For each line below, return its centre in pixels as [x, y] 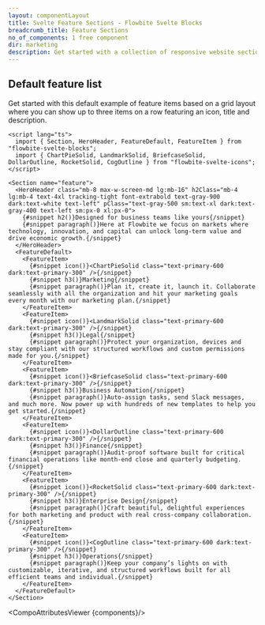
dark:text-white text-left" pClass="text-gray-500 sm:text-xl [112, 203]
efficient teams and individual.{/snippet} [81, 577]
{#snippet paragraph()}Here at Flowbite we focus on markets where [135, 224]
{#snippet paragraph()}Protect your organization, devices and [135, 342]
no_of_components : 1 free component [68, 38]
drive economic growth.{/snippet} [65, 238]
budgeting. [224, 459]
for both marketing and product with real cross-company [104, 514]
